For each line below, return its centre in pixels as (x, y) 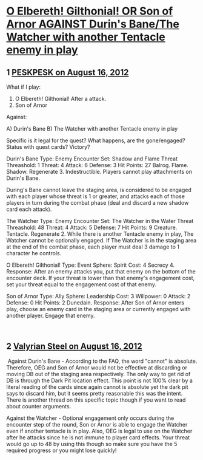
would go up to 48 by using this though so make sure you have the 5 (92, 444)
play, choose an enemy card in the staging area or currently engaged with (98, 309)
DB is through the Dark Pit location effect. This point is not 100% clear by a (99, 380)
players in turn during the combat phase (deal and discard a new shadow (98, 203)
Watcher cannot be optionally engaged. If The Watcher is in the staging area (101, 240)
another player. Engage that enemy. (51, 315)
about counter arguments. (39, 406)
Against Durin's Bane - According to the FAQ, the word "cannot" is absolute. (102, 361)
